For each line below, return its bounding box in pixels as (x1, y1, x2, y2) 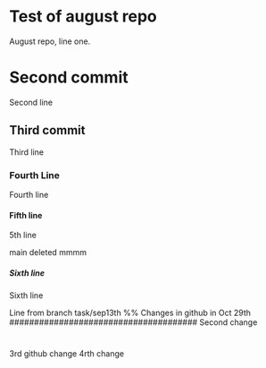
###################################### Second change (9, 317, 258, 328)
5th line (9, 230, 37, 241)
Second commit (9, 67, 129, 88)
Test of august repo (9, 6, 158, 27)
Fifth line (9, 210, 43, 220)
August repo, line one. (9, 36, 91, 47)
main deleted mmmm (9, 247, 87, 258)
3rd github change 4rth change (9, 348, 125, 359)
